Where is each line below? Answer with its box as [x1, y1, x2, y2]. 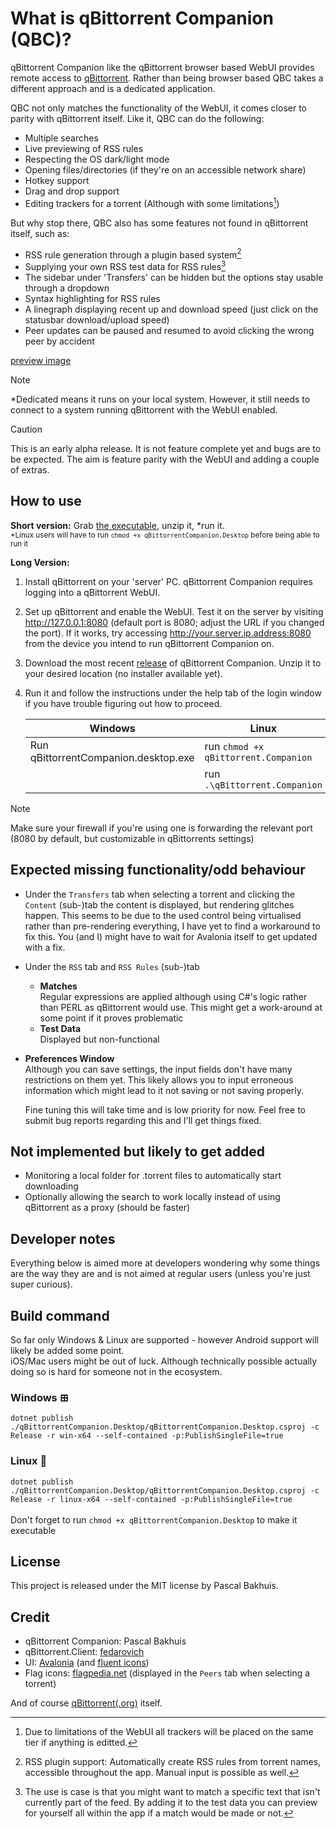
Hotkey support [24, 174, 90, 186]
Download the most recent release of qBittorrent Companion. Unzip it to [24, 657, 322, 669]
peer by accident [24, 335, 95, 347]
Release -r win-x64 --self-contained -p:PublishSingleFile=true [10, 1431, 284, 1441]
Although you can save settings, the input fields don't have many [24, 1063, 293, 1075]
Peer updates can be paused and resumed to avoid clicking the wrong [24, 324, 315, 336]
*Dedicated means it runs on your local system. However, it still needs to [10, 393, 311, 405]
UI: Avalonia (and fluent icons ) [24, 1657, 150, 1669]
